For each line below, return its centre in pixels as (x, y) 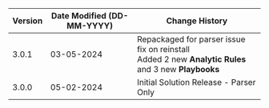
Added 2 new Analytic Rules (192, 59)
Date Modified (78, 16)
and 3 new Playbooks (179, 69)
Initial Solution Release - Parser (197, 82)
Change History (197, 21)
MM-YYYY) (90, 26)
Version (28, 21)
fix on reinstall (164, 49)
